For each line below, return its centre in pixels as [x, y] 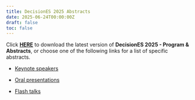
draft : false [22, 22]
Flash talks [28, 91]
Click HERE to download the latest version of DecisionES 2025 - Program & [97, 45]
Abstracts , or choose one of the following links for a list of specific [87, 51]
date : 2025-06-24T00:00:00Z [41, 17]
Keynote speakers [36, 69]
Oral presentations [37, 80]
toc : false [19, 28]
